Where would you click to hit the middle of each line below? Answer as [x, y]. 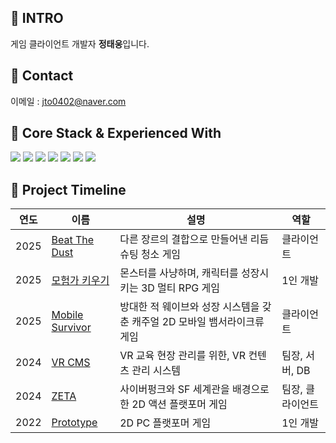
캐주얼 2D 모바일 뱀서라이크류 [198, 322]
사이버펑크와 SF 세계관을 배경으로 [194, 389]
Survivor [71, 328]
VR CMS [71, 363]
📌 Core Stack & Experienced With [116, 133]
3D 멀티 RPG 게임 [180, 288]
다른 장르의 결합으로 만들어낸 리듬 [194, 239]
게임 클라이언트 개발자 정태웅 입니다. [80, 43]
